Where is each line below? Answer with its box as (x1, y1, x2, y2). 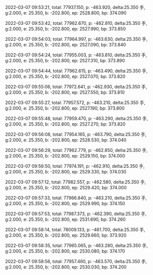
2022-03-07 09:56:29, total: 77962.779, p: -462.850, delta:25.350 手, (5, 147, 148, 153)
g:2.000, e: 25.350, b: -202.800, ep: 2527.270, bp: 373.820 (5, 121, 126, 127)
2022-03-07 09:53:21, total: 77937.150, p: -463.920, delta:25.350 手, (5, 4, 146, 10)
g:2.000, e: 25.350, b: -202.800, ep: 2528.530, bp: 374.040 (5, 137, 127, 143)
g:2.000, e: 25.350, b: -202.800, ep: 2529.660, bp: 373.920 (5, 232, 127, 238)
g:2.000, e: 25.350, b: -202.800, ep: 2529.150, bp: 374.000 (5, 153, 125, 158)
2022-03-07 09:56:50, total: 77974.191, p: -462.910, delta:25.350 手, (5, 163, 145, 169)
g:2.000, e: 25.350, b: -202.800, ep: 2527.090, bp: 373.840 (5, 42, 126, 47)
